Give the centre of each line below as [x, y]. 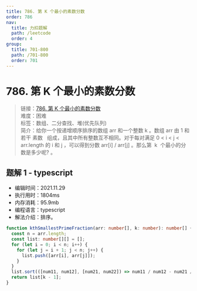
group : [14, 44]
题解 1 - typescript [40, 172]
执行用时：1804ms [37, 195]
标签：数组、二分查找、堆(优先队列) [64, 123]
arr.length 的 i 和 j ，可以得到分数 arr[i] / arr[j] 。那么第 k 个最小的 [101, 145]
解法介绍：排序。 [35, 217]
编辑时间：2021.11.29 [40, 188]
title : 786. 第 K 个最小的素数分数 [45, 11]
